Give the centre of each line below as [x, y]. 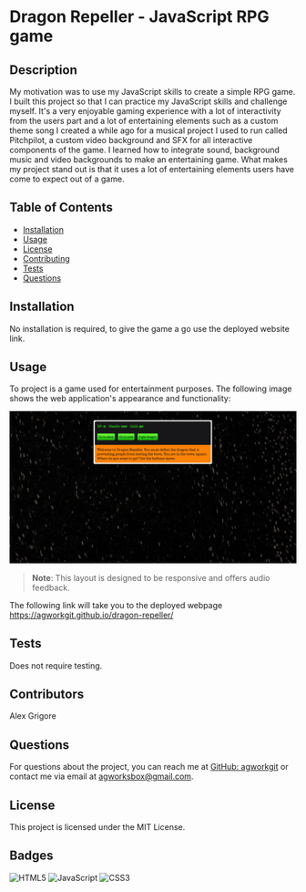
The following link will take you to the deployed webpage [116, 605]
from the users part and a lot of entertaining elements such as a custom [144, 121]
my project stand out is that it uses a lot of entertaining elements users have [152, 169]
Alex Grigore [33, 716]
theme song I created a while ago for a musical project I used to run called [149, 130]
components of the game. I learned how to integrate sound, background [145, 150]
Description [43, 70]
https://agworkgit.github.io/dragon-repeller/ [92, 615]
